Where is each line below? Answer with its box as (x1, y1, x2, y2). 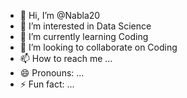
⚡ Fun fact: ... (19, 78, 75, 90)
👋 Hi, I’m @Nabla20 (19, 10, 101, 21)
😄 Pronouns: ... (19, 67, 85, 79)
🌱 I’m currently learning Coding (19, 31, 149, 42)
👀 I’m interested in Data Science (19, 20, 152, 32)
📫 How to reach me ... (19, 53, 113, 64)
